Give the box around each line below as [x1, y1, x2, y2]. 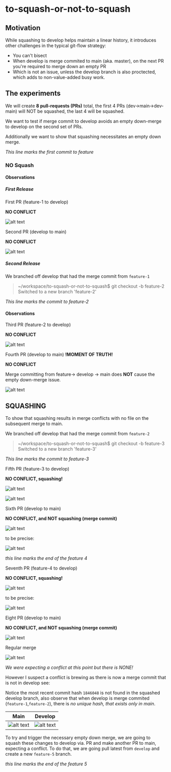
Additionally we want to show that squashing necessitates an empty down [5, 133, 161, 139]
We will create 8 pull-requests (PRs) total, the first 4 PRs [5, 103, 125, 109]
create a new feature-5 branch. [5, 751, 72, 757]
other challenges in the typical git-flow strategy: [5, 43, 106, 49]
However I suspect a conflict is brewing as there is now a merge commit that [5, 675, 166, 681]
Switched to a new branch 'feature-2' [17, 289, 97, 295]
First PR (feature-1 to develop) [5, 199, 69, 205]
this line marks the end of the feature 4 [5, 555, 88, 561]
